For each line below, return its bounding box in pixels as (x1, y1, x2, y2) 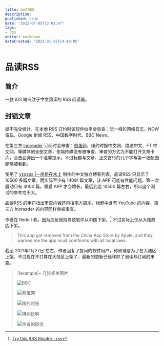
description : (5, 12, 32, 17)
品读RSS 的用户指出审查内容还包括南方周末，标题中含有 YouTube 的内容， (5, 200, 155, 206)
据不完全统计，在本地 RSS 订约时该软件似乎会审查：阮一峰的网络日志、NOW (5, 126, 159, 132)
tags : (5, 25, 16, 30)
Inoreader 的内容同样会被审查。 (14, 206, 79, 212)
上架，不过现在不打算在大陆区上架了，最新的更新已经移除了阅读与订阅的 (5, 254, 150, 259)
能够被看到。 (5, 161, 31, 167)
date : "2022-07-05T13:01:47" (5, 21, 64, 26)
